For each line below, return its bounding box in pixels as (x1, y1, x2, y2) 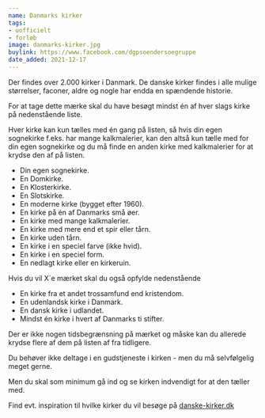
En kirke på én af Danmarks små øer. (19, 207, 140, 217)
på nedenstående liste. (8, 109, 83, 119)
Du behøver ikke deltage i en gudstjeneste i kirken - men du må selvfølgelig (8, 353, 255, 363)
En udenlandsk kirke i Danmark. (19, 297, 123, 306)
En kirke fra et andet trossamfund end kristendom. (19, 288, 184, 298)
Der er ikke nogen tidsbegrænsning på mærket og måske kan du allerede (8, 329, 247, 339)
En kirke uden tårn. (19, 233, 81, 242)
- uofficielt (8, 26, 51, 34)
